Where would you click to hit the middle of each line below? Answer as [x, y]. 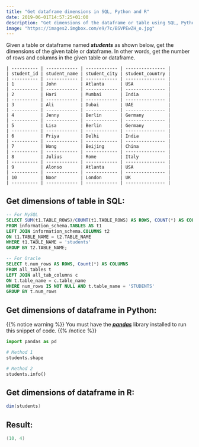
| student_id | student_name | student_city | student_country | [88, 74]
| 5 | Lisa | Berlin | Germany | [88, 126]
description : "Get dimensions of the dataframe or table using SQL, [92, 23]
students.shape [25, 358]
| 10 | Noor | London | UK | [88, 178]
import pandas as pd [32, 342]
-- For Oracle [24, 259]
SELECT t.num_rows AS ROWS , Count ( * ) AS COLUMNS [67, 264]
